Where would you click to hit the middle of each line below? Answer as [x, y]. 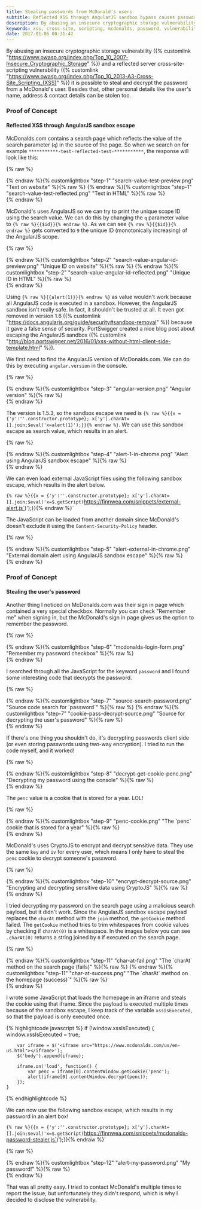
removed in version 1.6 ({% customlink [54, 316]
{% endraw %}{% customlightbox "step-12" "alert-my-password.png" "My [98, 1163]
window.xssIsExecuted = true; [43, 1034]
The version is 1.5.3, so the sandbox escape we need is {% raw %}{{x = [94, 413]
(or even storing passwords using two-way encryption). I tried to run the [95, 744]
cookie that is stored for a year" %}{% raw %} [63, 828]
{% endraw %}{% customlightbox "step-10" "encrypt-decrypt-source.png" [99, 881]
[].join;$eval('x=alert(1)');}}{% [49, 425]
